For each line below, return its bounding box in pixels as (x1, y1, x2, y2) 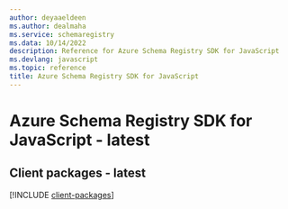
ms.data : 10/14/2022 (9, 38, 87, 48)
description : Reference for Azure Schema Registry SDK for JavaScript (9, 47, 280, 56)
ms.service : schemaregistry (9, 30, 115, 39)
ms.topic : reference (9, 64, 87, 73)
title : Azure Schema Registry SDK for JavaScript (9, 72, 200, 81)
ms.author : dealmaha (9, 22, 87, 31)
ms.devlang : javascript (9, 55, 99, 64)
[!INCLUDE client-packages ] (9, 189, 114, 200)
